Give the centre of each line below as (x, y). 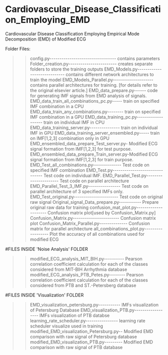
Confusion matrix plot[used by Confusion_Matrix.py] (102, 213)
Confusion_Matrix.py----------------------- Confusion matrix (93, 218)
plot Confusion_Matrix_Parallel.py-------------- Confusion (90, 223)
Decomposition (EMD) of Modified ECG (46, 39)
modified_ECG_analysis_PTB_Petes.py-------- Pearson (87, 274)
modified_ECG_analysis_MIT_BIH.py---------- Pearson (86, 258)
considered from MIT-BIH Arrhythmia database (78, 269)
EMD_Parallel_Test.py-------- (133, 175)
